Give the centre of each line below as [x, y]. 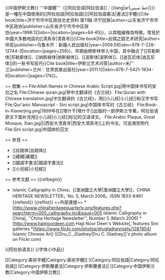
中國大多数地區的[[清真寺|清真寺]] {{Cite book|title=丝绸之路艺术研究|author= [83, 39]
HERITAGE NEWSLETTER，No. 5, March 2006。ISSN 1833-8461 [77, 196]
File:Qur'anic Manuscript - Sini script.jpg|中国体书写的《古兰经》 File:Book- [82, 105]
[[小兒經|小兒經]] [29, 169]
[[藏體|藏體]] [25, 157]
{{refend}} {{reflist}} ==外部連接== [48, 202]
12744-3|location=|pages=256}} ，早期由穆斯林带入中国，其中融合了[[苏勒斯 [83, 51]
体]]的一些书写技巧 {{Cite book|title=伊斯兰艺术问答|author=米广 [70, 63]
